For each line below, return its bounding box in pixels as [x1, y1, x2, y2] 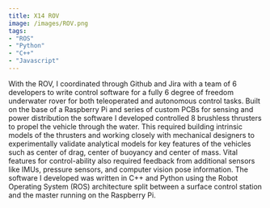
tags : [8, 27, 27, 35]
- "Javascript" [8, 57, 60, 65]
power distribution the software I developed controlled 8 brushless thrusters [8, 113, 262, 123]
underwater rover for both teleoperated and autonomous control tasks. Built [8, 96, 261, 106]
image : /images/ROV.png [8, 19, 89, 27]
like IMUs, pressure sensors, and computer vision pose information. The [8, 164, 249, 174]
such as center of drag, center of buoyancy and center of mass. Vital [8, 147, 238, 157]
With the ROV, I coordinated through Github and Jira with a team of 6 [8, 78, 237, 89]
